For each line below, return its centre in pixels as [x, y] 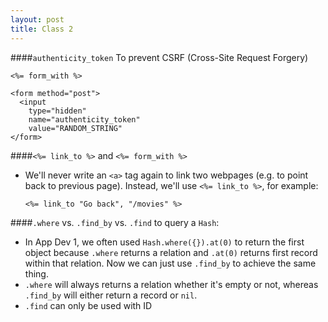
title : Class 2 [42, 29]
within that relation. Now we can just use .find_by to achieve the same [170, 263]
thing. [36, 273]
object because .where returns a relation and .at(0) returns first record [171, 252]
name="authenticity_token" [84, 119]
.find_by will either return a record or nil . [111, 295]
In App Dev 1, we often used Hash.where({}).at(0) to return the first [164, 242]
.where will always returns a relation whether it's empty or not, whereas [171, 284]
